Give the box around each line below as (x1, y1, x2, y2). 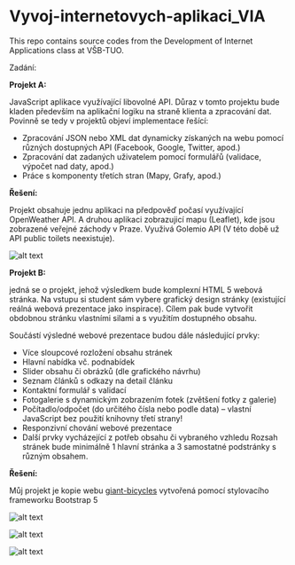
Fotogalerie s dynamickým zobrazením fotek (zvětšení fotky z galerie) (21, 394, 277, 404)
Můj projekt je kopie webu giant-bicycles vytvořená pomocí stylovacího (9, 485, 269, 496)
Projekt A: (9, 79, 47, 90)
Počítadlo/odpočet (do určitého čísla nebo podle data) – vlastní (21, 404, 252, 414)
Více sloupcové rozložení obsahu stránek (21, 347, 173, 357)
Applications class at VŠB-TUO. (9, 44, 124, 55)
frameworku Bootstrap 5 (9, 494, 98, 505)
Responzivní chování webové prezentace (21, 422, 173, 433)
